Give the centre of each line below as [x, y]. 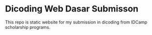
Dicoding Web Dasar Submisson [72, 9]
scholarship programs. [28, 27]
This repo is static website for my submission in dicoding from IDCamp [76, 22]
